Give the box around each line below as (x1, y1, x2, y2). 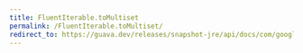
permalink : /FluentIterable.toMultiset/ (9, 22, 164, 31)
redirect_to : (9, 30, 59, 39)
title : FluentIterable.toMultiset (9, 13, 140, 22)
